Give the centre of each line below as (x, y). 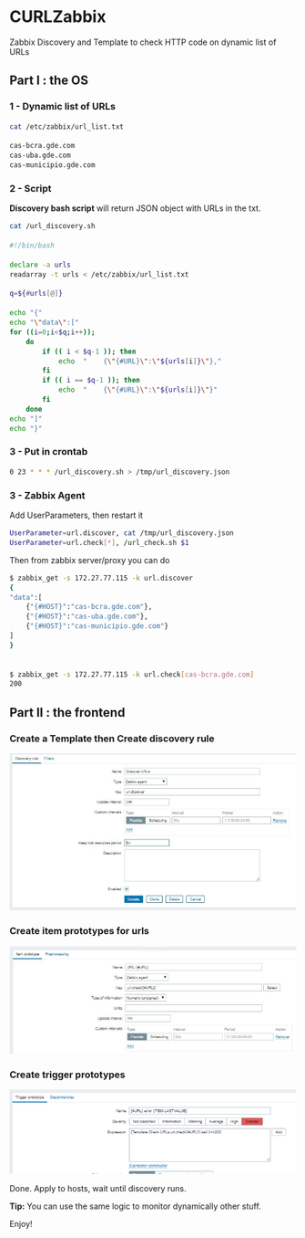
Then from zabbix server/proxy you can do (90, 560)
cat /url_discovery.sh (52, 226)
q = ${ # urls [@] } (36, 294)
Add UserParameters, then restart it (76, 515)
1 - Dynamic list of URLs (63, 107)
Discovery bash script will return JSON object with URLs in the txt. (135, 208)
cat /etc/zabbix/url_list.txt (67, 126)
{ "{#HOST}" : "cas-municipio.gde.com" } (97, 626)
